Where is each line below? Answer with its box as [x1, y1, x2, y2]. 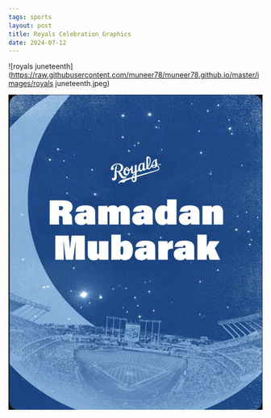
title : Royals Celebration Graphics [8, 30, 131, 38]
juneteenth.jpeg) [55, 79, 110, 89]
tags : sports [8, 13, 52, 21]
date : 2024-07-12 [8, 39, 67, 47]
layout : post [8, 21, 52, 30]
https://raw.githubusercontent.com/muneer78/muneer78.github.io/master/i [10, 70, 260, 80]
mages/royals [8, 79, 54, 89]
